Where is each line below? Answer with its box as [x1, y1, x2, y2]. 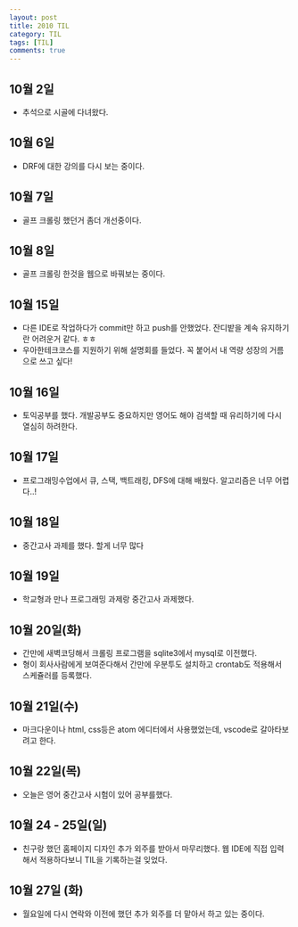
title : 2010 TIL [9, 21, 70, 30]
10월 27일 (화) [9, 883, 84, 898]
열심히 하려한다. [21, 421, 78, 431]
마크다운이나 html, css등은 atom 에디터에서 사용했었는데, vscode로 [21, 724, 259, 735]
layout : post [9, 12, 58, 22]
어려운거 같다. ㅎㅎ [31, 333, 96, 344]
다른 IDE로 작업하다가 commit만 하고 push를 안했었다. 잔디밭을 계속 [21, 323, 259, 333]
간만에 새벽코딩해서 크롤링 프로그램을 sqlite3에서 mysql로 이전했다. [21, 648, 257, 659]
